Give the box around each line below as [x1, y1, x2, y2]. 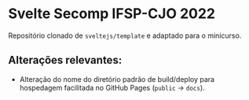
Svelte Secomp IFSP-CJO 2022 [8, 5, 216, 23]
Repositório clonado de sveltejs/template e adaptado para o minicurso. [8, 31, 242, 40]
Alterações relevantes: [8, 54, 123, 67]
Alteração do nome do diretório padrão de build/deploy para [19, 74, 214, 83]
